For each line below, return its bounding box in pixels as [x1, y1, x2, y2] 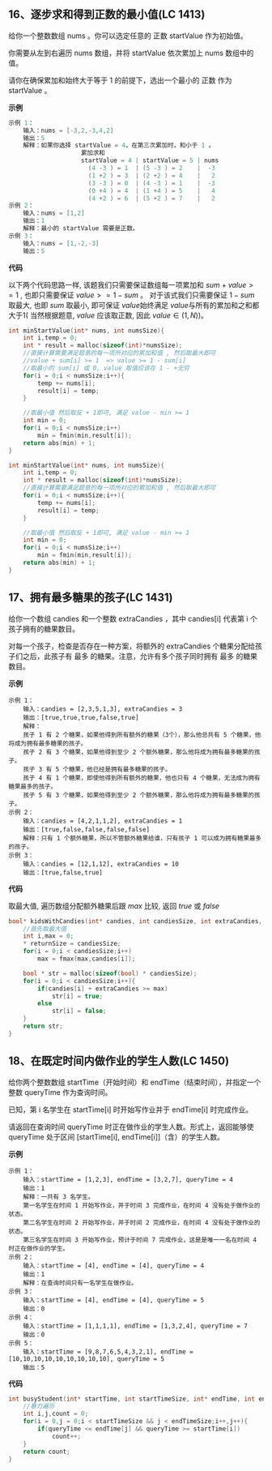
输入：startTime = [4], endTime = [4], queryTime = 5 [23, 1296, 205, 1304]
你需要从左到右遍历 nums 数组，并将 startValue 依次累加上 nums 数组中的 [8, 48, 254, 58]
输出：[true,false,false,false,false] [23, 825, 151, 833]
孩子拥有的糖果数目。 [8, 623, 79, 634]
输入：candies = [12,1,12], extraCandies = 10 [23, 860, 180, 868]
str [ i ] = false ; [51, 1007, 107, 1016]
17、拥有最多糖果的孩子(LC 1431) [8, 591, 173, 605]
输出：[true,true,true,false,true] [23, 713, 139, 721]
